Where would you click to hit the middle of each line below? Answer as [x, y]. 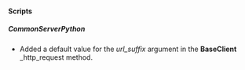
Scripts [20, 11]
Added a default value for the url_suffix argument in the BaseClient [128, 49]
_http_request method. [56, 57]
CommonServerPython [47, 29]
